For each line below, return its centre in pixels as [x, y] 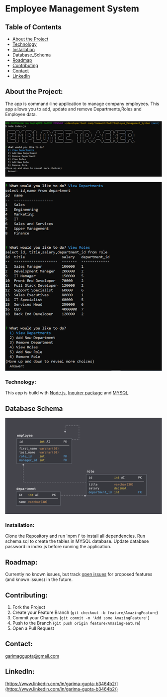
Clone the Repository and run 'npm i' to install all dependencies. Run [75, 536]
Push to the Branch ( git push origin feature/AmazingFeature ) [76, 623]
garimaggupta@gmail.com [32, 656]
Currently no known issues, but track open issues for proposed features [79, 574]
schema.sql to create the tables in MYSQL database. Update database [77, 541]
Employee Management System [72, 9]
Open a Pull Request [33, 628]
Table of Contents [34, 27]
